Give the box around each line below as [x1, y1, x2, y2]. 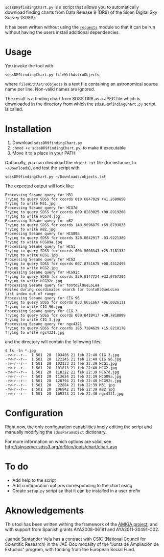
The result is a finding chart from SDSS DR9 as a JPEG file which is [5, 95, 141, 101]
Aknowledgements [5, 505, 84, 516]
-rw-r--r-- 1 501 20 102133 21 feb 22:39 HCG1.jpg [5, 361, 117, 366]
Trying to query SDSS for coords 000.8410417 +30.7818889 [5, 313, 126, 318]
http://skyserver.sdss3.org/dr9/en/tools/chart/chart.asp [5, 443, 117, 449]
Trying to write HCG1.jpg [5, 253, 58, 258]
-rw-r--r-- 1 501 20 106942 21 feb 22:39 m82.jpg [5, 387, 115, 392]
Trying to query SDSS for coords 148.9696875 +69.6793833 [5, 222, 126, 228]
